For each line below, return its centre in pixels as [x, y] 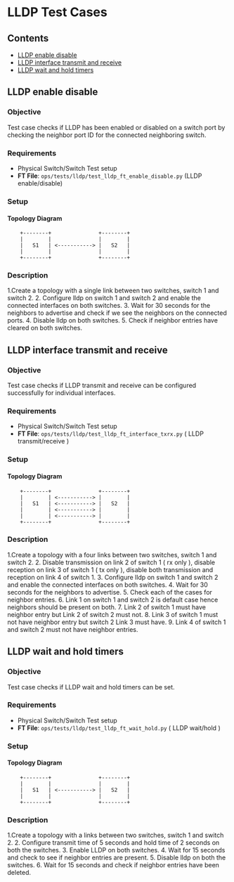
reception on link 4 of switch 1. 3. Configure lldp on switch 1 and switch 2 [113, 577]
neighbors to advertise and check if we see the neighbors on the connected [117, 313]
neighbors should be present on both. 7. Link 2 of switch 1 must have [106, 607]
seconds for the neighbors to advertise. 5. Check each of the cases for [110, 592]
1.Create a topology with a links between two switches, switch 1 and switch [116, 835]
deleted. [19, 873]
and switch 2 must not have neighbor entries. [73, 629]
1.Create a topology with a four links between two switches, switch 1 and [112, 555]
